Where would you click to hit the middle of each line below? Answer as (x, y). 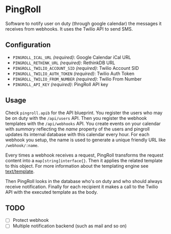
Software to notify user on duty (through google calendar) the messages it (83, 23)
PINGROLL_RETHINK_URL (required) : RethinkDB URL (64, 63)
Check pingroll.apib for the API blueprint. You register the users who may (84, 113)
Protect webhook (31, 220)
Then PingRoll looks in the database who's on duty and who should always (84, 181)
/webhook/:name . (22, 145)
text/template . (20, 171)
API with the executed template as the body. (52, 192)
